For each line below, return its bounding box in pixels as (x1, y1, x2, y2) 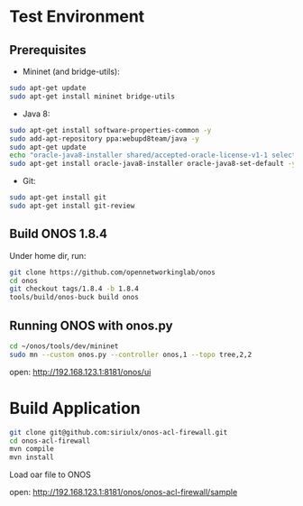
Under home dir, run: (9, 250, 87, 261)
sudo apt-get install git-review (9, 201, 135, 210)
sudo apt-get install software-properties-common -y (9, 125, 212, 134)
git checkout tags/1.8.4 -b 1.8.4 (9, 284, 140, 294)
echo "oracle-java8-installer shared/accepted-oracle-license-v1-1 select (9, 151, 297, 160)
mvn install (9, 453, 54, 462)
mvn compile (9, 445, 54, 454)
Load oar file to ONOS (9, 469, 92, 480)
